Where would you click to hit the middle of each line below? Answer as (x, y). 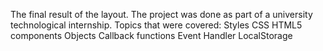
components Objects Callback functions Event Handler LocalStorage (151, 35)
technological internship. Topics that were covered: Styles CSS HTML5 (156, 25)
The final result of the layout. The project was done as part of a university (161, 14)
